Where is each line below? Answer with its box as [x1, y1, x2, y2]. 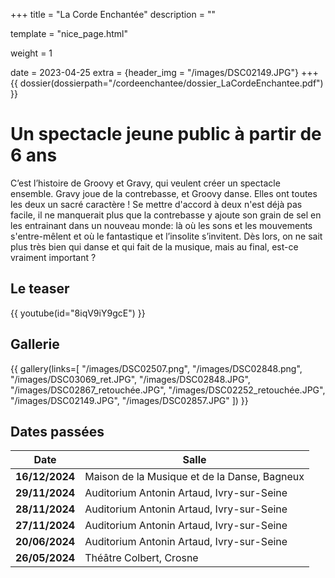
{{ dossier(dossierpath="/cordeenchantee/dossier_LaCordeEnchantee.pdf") [10, 77, 324, 89]
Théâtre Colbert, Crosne [84, 551, 199, 565]
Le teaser [10, 280, 70, 298]
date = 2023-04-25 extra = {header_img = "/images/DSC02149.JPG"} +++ [10, 67, 319, 78]
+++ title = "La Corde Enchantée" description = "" [10, 9, 216, 20]
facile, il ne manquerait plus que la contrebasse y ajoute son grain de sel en [10, 209, 322, 221]
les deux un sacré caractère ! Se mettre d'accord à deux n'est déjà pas [10, 198, 303, 210]
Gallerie [10, 336, 60, 353]
